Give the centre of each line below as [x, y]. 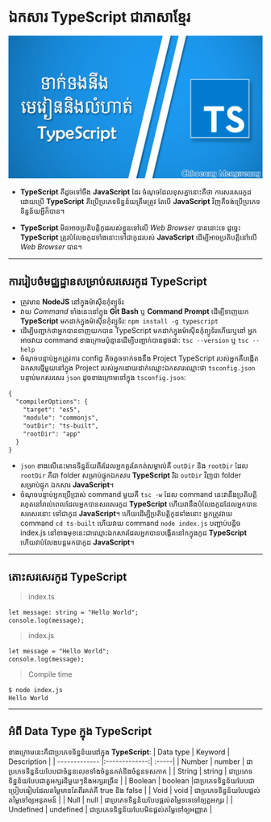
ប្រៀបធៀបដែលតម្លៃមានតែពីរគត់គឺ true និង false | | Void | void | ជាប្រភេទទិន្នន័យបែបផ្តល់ [134, 790]
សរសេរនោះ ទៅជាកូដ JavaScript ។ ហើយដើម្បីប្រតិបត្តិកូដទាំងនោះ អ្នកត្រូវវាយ [126, 514]
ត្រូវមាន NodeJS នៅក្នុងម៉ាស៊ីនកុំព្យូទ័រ [72, 302]
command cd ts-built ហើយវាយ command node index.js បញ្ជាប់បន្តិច [130, 524]
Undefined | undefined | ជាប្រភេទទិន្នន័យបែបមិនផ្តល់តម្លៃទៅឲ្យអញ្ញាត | [110, 809]
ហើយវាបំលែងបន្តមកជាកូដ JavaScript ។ [77, 542]
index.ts [41, 597]
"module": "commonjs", [61, 418]
